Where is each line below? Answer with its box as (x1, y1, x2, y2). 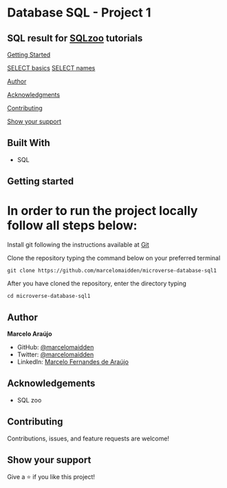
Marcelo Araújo (7, 329, 52, 338)
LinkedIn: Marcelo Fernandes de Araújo (17, 357, 129, 366)
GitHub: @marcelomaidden (17, 343, 94, 351)
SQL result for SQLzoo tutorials (7, 32, 143, 44)
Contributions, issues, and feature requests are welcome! (7, 434, 170, 443)
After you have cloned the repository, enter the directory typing (7, 279, 187, 287)
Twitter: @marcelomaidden (17, 350, 94, 358)
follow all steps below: (7, 218, 138, 234)
